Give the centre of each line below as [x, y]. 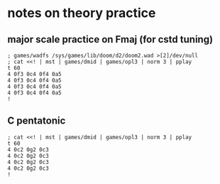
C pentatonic [37, 121]
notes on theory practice [82, 13]
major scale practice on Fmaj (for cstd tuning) [110, 39]
